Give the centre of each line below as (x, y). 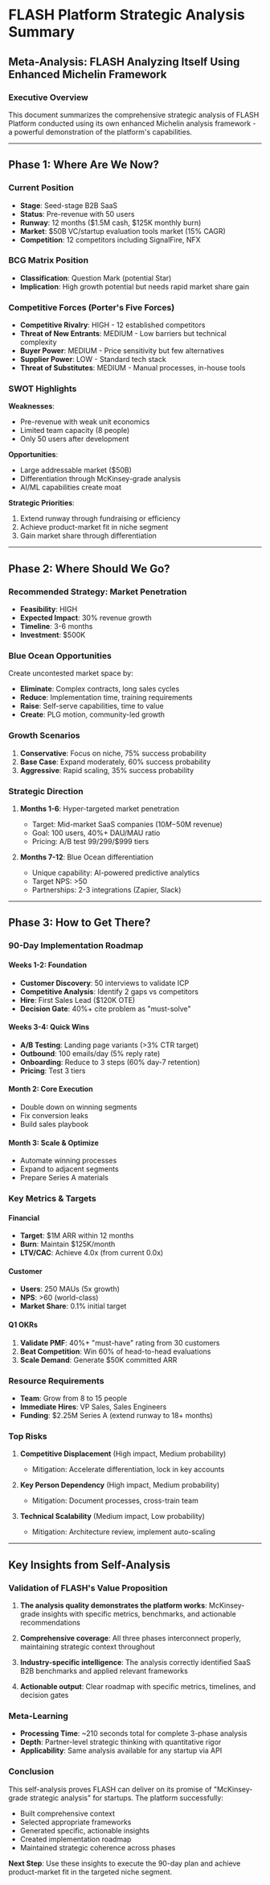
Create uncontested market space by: (71, 673)
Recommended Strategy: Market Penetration (98, 592)
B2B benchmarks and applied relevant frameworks (104, 1671)
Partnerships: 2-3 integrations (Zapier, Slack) (106, 890)
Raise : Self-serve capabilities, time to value (92, 706)
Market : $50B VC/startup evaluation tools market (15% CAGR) (123, 231)
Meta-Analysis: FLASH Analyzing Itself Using (124, 62)
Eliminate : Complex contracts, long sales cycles (100, 689)
